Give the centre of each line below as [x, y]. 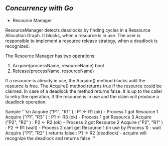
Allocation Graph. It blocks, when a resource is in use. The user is [73, 35]
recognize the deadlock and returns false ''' [50, 138]
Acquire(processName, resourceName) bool [58, 65]
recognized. [18, 46]
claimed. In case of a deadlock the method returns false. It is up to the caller [84, 91]
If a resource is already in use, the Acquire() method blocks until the [75, 80]
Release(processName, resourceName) [53, 71]
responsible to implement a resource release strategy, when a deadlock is [81, 41]
